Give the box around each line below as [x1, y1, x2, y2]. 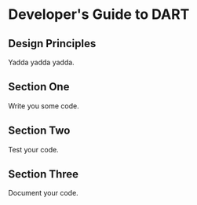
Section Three [8, 167, 79, 181]
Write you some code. [8, 101, 80, 111]
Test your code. [8, 145, 59, 154]
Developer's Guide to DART [8, 5, 190, 24]
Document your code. [8, 189, 78, 198]
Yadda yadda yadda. [8, 57, 75, 67]
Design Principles [8, 37, 97, 50]
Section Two [8, 124, 71, 137]
